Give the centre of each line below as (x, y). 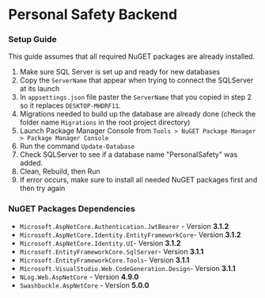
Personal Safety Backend (93, 15)
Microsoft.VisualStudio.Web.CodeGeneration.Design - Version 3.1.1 (127, 268)
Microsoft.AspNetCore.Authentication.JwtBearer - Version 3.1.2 (124, 226)
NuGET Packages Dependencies (72, 209)
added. (31, 163)
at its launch (40, 89)
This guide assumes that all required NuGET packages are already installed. (132, 56)
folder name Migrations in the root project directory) (105, 122)
